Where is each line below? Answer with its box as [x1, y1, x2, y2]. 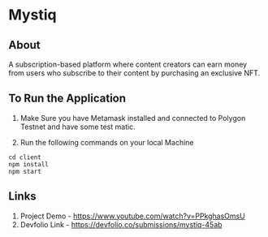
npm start [8, 167, 42, 175]
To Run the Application [8, 92, 127, 106]
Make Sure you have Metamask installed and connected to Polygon [19, 113, 246, 123]
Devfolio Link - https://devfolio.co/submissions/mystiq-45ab [19, 219, 223, 229]
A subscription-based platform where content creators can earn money [8, 59, 248, 69]
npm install [8, 160, 49, 168]
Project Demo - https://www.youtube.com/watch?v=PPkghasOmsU [19, 211, 245, 221]
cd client [8, 153, 42, 162]
